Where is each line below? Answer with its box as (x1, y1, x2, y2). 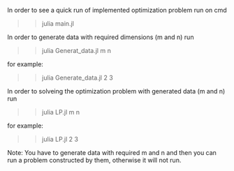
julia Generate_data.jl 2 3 (41, 73, 113, 82)
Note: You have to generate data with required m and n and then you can (7, 149, 217, 156)
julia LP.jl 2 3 (41, 135, 79, 143)
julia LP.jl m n (41, 108, 80, 116)
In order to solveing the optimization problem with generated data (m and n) (7, 87, 226, 95)
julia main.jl (41, 20, 75, 27)
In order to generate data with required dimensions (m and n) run (7, 33, 194, 41)
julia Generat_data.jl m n (41, 47, 112, 54)
